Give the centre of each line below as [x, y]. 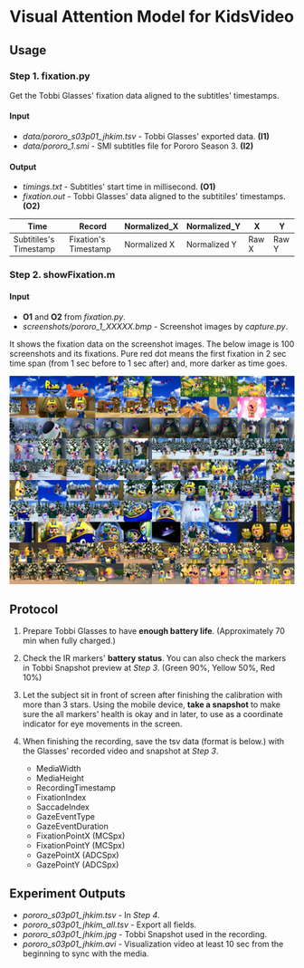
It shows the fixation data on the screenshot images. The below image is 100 [152, 344]
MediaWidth [58, 769]
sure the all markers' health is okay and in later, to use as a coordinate [152, 714]
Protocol [34, 610]
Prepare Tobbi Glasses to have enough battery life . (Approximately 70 [153, 631]
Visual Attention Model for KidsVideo [152, 17]
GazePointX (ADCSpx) [77, 855]
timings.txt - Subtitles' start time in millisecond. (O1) [119, 187]
